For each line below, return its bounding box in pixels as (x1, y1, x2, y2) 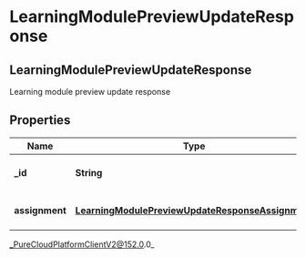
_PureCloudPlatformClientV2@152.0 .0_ (9, 239, 155, 250)
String (75, 166, 103, 179)
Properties (9, 112, 71, 129)
